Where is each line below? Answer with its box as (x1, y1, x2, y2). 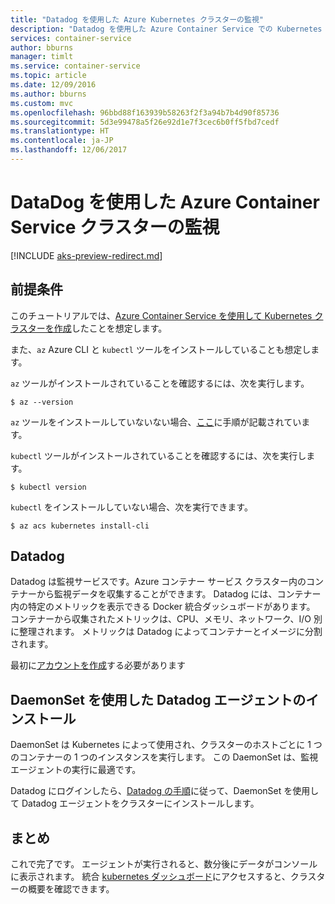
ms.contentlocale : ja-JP (10, 136, 114, 146)
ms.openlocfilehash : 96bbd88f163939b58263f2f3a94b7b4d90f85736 (10, 107, 280, 118)
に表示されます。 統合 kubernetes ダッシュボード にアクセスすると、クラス (10, 871, 317, 883)
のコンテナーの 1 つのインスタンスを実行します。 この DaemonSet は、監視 (10, 751, 319, 763)
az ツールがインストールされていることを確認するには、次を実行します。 (10, 377, 310, 389)
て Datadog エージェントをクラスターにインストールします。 (10, 797, 260, 810)
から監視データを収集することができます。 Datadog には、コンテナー (36, 588, 322, 600)
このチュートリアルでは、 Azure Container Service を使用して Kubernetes (10, 309, 313, 321)
